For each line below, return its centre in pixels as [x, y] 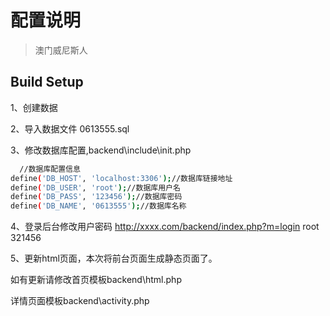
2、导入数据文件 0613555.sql [70, 128]
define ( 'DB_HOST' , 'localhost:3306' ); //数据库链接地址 [121, 178]
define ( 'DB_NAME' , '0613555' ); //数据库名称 [98, 206]
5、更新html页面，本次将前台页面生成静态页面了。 [114, 258]
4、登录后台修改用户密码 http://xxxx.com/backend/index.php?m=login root [165, 227]
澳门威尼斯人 [61, 50]
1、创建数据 [34, 107]
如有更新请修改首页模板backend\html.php [96, 280]
